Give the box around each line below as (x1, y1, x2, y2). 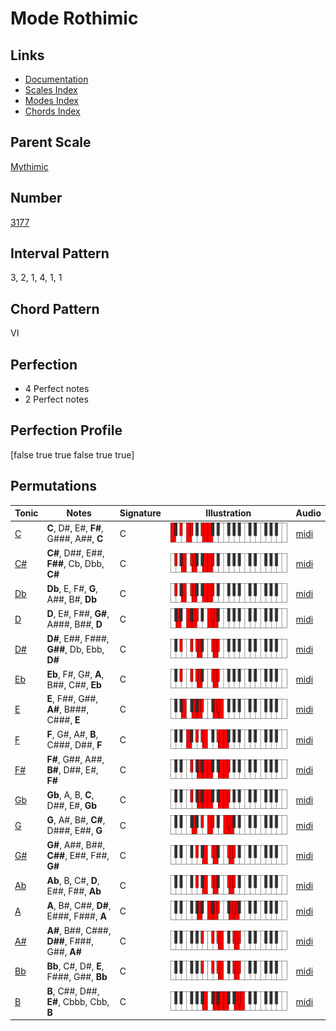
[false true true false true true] (10, 448, 135, 461)
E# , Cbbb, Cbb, (46, 995, 110, 1007)
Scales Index (24, 84, 78, 96)
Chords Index (24, 105, 81, 117)
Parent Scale (10, 134, 92, 151)
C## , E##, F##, (46, 850, 110, 862)
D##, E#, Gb (46, 799, 98, 811)
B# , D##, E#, (46, 764, 99, 776)
